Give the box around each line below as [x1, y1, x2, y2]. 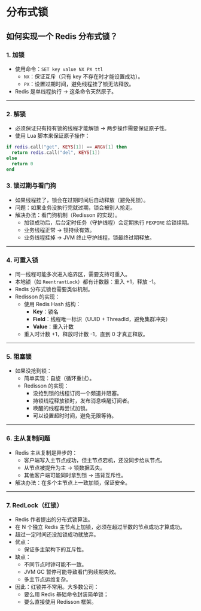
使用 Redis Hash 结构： [23, 301, 81, 308]
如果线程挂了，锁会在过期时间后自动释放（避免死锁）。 [14, 196, 149, 204]
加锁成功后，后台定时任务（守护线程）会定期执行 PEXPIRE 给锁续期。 [23, 219, 193, 226]
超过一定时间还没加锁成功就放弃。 [14, 531, 99, 538]
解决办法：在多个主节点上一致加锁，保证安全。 [14, 479, 130, 486]
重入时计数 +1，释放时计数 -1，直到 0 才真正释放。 [23, 331, 148, 338]
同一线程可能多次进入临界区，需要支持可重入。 [14, 271, 130, 278]
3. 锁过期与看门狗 [6, 182, 57, 190]
